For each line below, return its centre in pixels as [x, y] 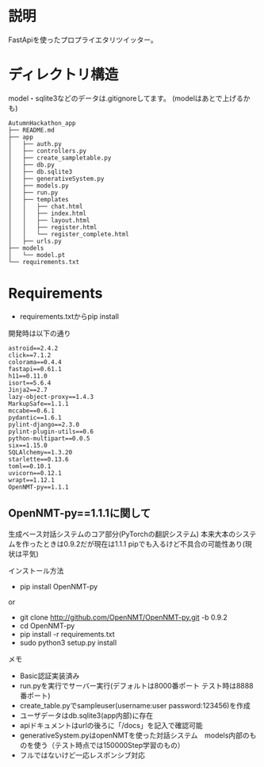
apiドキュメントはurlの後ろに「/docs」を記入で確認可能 [111, 725]
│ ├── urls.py [35, 241]
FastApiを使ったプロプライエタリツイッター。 [83, 40]
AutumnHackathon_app [42, 123]
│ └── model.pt [37, 255]
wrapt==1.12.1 [32, 480]
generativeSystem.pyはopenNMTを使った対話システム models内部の [134, 735]
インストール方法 [36, 570]
